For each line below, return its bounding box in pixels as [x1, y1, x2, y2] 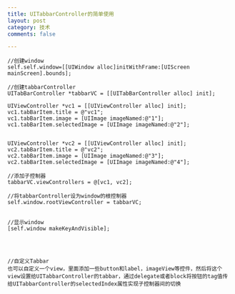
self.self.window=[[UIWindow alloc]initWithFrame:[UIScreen [7, 64, 191, 71]
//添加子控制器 [7, 173, 46, 180]
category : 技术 [7, 24, 51, 31]
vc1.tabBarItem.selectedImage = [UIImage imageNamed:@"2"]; [7, 121, 191, 128]
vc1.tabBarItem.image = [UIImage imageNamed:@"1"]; [7, 115, 164, 122]
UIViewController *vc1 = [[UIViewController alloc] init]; [7, 103, 187, 110]
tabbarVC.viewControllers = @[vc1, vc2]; [7, 179, 133, 186]
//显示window [7, 219, 44, 226]
